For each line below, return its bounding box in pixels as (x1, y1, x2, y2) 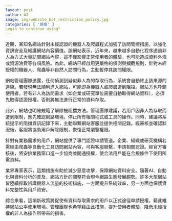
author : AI (5, 12, 29, 17)
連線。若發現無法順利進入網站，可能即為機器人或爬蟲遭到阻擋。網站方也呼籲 (5, 84, 167, 90)
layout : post (5, 7, 33, 13)
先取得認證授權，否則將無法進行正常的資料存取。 (5, 96, 109, 103)
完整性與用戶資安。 (9, 187, 50, 193)
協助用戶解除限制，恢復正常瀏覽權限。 (32, 127, 113, 133)
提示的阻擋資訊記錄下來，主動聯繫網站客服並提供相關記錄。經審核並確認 (9, 120, 162, 127)
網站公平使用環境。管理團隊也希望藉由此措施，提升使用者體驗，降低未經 (9, 204, 162, 210)
